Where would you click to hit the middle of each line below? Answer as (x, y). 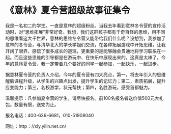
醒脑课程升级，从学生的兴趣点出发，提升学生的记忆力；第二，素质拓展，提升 (85, 81)
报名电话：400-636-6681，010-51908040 (50, 115)
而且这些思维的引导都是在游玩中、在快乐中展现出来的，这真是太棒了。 (88, 57)
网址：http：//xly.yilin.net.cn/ (36, 126)
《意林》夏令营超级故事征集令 (68, 10)
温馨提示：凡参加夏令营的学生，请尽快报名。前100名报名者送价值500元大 (82, 98)
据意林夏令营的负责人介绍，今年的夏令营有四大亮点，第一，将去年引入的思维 (85, 74)
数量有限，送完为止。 (36, 104)
